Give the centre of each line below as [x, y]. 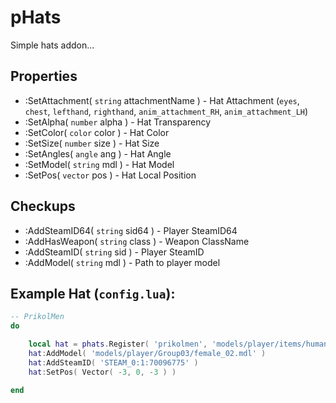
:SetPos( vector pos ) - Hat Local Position [110, 175]
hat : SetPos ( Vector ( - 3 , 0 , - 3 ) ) [102, 372]
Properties [44, 76]
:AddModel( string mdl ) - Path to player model [122, 262]
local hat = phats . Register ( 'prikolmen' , [118, 344]
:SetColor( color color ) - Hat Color [97, 132]
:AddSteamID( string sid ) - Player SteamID [114, 252]
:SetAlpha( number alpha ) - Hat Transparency [118, 122]
